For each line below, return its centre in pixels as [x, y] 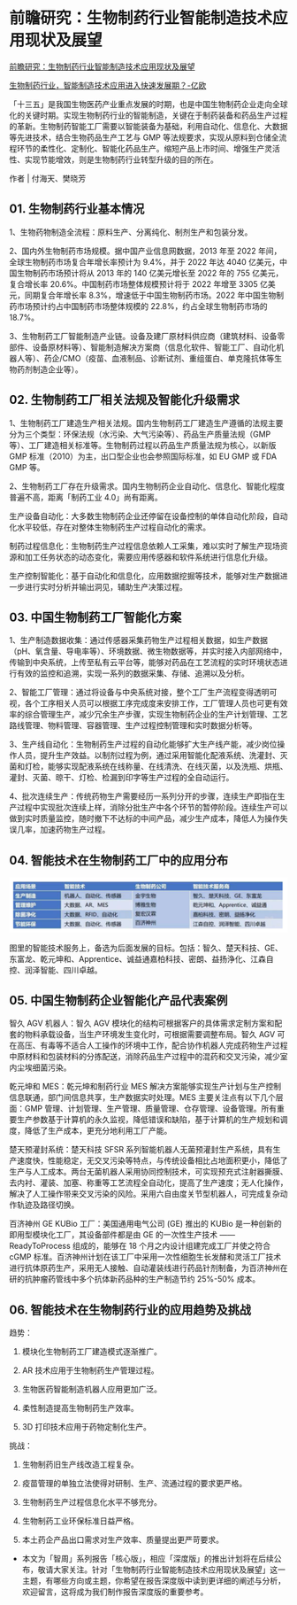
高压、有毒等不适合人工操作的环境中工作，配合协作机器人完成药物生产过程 [152, 1045]
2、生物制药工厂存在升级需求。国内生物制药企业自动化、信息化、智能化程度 [147, 486]
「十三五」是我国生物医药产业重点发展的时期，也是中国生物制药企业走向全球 [148, 104]
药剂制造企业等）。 [49, 369]
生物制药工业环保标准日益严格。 [80, 1521]
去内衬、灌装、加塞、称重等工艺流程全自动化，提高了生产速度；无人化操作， [148, 1182]
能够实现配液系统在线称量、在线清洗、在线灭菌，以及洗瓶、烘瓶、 [168, 766]
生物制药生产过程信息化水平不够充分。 [91, 1502]
